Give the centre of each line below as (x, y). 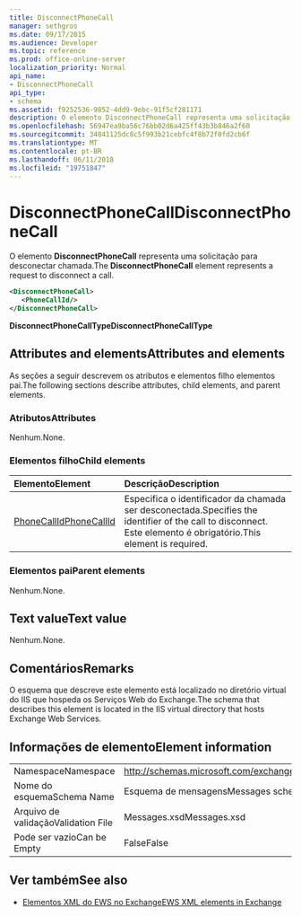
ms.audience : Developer (54, 43)
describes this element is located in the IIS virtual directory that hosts (137, 709)
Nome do (33, 786)
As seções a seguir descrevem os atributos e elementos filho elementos (142, 375)
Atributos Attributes (53, 418)
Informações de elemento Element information (141, 747)
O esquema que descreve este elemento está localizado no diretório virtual (148, 690)
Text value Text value (68, 619)
